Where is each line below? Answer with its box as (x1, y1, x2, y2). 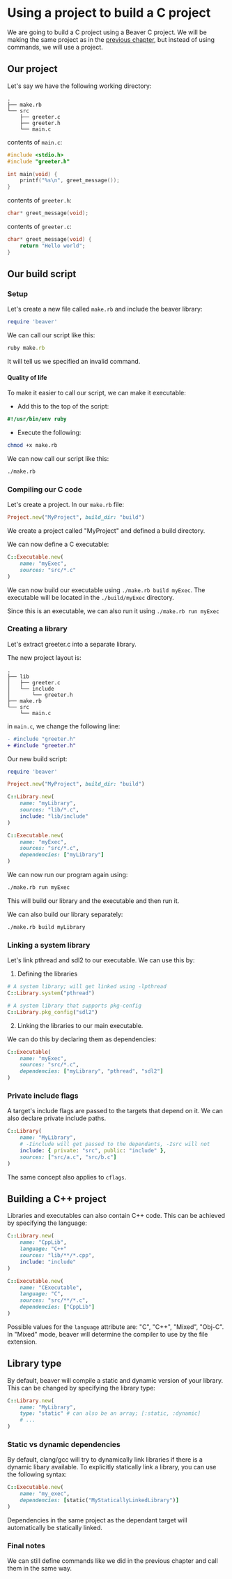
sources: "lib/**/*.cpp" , (20, 1252, 95, 1259)
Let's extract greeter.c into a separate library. (7, 640, 137, 648)
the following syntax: (7, 1470, 68, 1478)
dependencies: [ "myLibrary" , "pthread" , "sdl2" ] (20, 1068, 164, 1075)
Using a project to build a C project (7, 5, 211, 21)
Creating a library (7, 624, 68, 633)
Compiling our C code (7, 484, 82, 494)
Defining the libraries (17, 969, 78, 978)
